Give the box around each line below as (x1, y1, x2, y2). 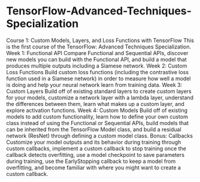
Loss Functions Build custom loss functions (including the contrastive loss (6, 68, 189, 75)
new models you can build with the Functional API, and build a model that (6, 56, 187, 63)
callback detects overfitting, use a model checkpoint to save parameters (6, 151, 184, 158)
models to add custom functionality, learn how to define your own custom (6, 113, 189, 120)
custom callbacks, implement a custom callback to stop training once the (6, 145, 187, 152)
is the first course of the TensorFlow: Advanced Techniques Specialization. (6, 43, 192, 50)
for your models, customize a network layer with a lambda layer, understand (6, 94, 193, 101)
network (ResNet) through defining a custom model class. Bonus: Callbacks (6, 132, 193, 139)
